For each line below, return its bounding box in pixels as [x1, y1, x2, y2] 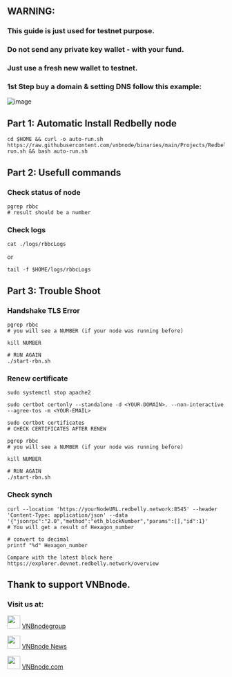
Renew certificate [7, 373, 68, 383]
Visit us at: [7, 599, 44, 609]
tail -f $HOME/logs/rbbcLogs [7, 266, 91, 274]
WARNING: [7, 6, 55, 17]
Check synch [7, 490, 53, 499]
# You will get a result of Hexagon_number [7, 524, 135, 531]
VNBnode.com [21, 662, 64, 671]
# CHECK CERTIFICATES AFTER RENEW [7, 426, 107, 432]
